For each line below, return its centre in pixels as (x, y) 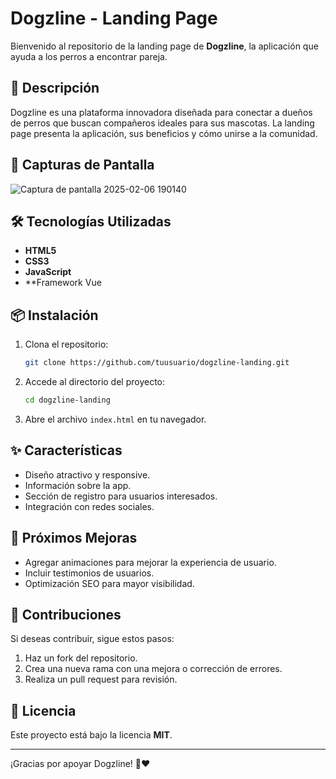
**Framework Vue (63, 283)
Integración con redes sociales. (89, 506)
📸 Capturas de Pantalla (82, 165)
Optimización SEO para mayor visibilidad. (109, 583)
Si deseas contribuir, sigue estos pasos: (92, 639)
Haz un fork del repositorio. (81, 658)
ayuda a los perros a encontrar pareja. (89, 56)
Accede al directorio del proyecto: (95, 382)
